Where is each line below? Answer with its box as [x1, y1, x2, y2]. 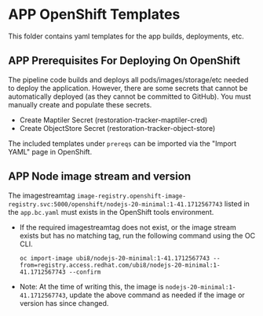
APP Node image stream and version [8, 170, 191, 183]
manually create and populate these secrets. [8, 100, 152, 109]
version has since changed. [19, 298, 109, 307]
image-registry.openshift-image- [77, 192, 187, 200]
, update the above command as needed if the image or [65, 290, 245, 300]
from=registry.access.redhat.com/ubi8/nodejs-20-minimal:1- [19, 261, 221, 269]
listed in [224, 198, 250, 209]
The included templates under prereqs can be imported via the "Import [8, 139, 237, 148]
